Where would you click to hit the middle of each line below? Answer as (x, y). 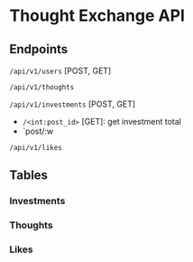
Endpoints (39, 49)
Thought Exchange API (97, 16)
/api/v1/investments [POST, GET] (73, 104)
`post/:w (38, 131)
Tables (28, 176)
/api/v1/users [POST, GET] (60, 70)
